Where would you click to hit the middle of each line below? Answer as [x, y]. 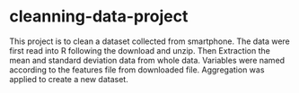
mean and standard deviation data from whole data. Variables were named [147, 60]
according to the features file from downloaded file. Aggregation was [137, 70]
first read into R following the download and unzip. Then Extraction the [140, 50]
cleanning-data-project [99, 17]
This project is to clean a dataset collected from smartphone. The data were [149, 41]
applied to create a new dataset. [69, 79]
